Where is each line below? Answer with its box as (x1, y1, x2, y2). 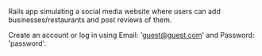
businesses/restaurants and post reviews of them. (8, 15, 172, 24)
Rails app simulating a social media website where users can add (8, 7, 221, 16)
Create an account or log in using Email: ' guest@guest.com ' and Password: (8, 31, 255, 39)
